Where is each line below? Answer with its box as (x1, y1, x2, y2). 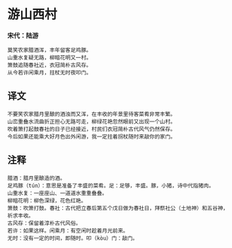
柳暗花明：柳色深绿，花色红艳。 (7, 197, 87, 204)
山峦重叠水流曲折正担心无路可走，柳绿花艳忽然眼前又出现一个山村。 (7, 118, 176, 125)
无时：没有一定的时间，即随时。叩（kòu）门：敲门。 (7, 235, 138, 242)
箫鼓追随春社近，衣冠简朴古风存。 (7, 61, 92, 69)
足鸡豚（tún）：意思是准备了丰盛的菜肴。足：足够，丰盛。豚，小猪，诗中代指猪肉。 (7, 182, 214, 189)
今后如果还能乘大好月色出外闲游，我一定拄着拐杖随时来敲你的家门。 (7, 133, 176, 140)
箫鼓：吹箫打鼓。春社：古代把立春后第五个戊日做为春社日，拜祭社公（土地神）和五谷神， (7, 204, 228, 212)
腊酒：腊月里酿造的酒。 (7, 175, 66, 182)
